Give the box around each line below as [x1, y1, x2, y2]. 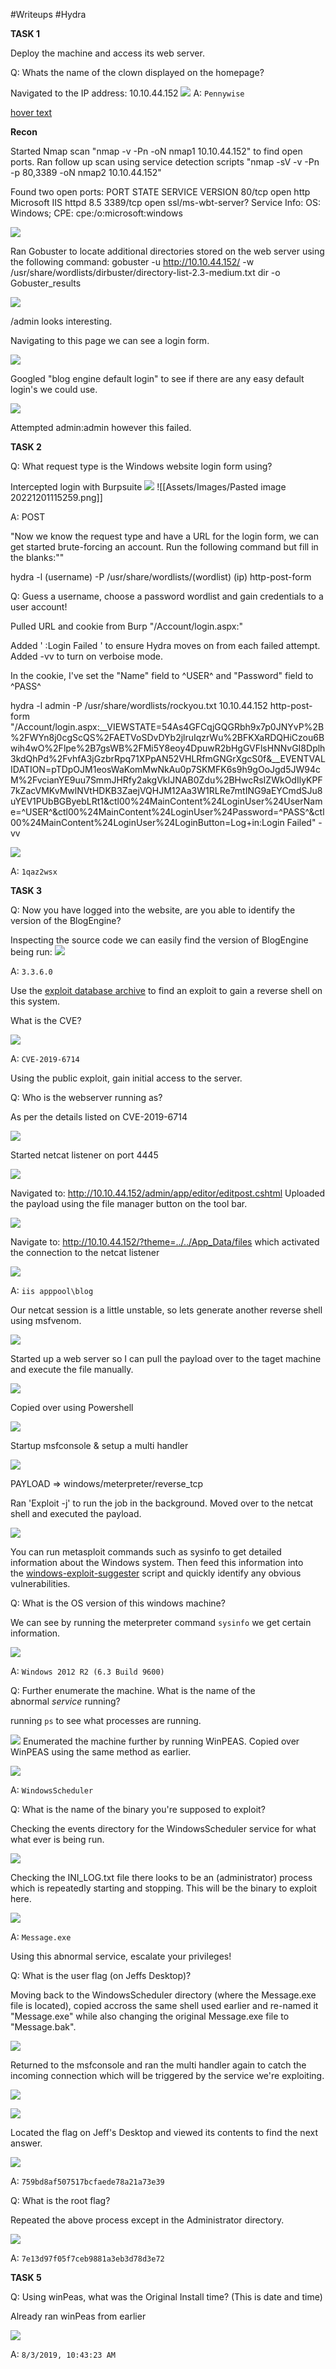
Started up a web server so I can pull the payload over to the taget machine [10, 1353, 322, 1364]
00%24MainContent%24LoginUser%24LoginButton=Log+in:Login [10, 817, 285, 828]
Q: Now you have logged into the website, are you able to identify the [10, 904, 296, 916]
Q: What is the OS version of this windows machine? [10, 1597, 226, 1609]
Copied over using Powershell [10, 1402, 134, 1413]
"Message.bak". [10, 2021, 77, 2033]
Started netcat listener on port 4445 [10, 1149, 159, 1161]
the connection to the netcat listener [10, 1247, 160, 1258]
